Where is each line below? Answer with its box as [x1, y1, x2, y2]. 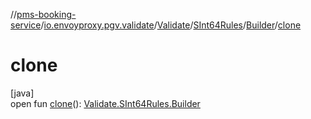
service [10, 19, 42, 31]
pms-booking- [16, 9, 77, 20]
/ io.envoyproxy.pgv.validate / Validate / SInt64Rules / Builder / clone [40, 19, 302, 31]
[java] [10, 87, 35, 99]
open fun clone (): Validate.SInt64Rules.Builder [10, 97, 201, 109]
